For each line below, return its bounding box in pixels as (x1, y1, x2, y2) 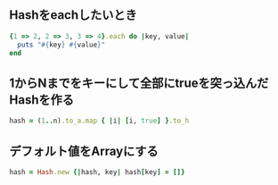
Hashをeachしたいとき (9, 7, 138, 23)
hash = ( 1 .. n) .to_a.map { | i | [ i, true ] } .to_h (9, 116, 190, 126)
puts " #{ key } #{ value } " (17, 40, 105, 49)
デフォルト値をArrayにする (9, 143, 159, 158)
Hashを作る (9, 92, 74, 107)
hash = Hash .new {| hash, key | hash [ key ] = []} (9, 167, 185, 176)
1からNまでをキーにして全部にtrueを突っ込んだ (9, 75, 269, 90)
